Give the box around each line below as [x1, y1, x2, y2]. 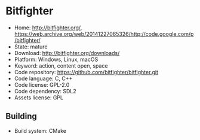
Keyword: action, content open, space [14, 62, 108, 69]
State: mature [14, 43, 48, 50]
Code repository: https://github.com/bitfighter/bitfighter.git [14, 68, 159, 75]
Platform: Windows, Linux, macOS [14, 56, 99, 63]
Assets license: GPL [14, 94, 64, 101]
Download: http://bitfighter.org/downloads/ [14, 49, 120, 56]
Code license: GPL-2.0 [14, 81, 70, 88]
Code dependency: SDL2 [14, 87, 76, 95]
